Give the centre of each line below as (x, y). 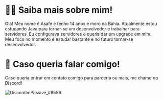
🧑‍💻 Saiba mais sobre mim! (59, 10)
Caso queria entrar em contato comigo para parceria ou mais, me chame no (81, 77)
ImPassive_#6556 (43, 92)
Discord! (13, 83)
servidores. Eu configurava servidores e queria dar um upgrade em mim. (78, 34)
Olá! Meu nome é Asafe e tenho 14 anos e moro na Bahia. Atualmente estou (81, 24)
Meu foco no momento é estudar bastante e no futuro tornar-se (69, 39)
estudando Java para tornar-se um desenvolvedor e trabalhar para (72, 28)
